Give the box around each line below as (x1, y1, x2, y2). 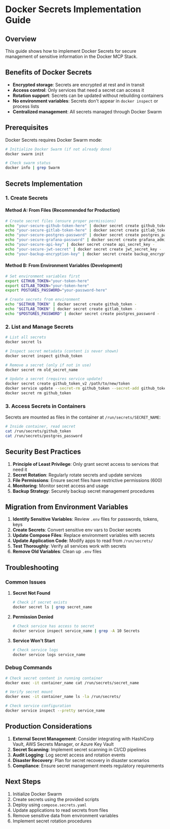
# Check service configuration (5, 704, 71, 709)
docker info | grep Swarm (5, 165, 60, 171)
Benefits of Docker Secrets (5, 68, 92, 77)
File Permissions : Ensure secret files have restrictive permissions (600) (12, 477, 162, 483)
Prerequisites (5, 123, 49, 132)
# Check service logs (12, 647, 58, 652)
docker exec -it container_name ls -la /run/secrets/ (5, 694, 121, 699)
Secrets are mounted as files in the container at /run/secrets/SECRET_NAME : (5, 414, 161, 420)
